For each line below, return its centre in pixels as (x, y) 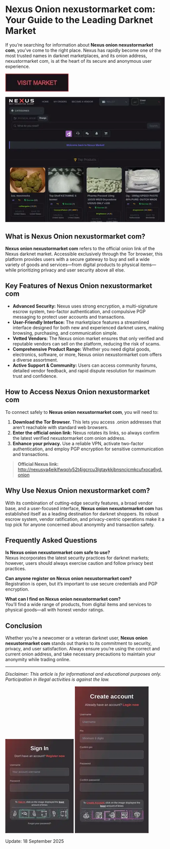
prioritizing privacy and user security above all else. (71, 270)
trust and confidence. (35, 376)
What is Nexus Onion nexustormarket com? (75, 236)
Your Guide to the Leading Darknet (79, 20)
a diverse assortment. (35, 360)
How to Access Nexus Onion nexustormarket (78, 392)
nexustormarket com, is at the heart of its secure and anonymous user (78, 61)
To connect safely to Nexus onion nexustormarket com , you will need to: (82, 412)
